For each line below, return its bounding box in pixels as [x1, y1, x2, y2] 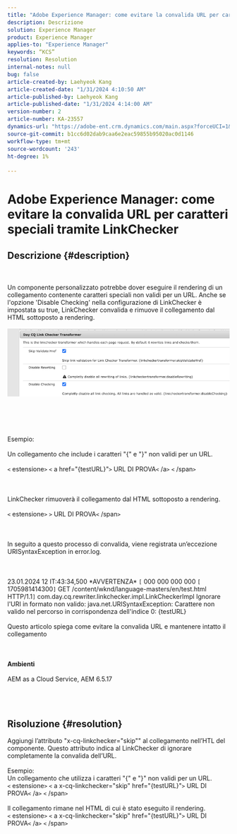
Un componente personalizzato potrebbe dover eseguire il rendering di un [7, 283, 224, 292]
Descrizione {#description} [7, 249, 130, 261]
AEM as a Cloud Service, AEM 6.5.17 [7, 675, 113, 684]
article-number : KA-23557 [7, 116, 83, 123]
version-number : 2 [7, 108, 61, 116]
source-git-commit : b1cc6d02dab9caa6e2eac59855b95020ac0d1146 [7, 131, 194, 138]
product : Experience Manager [7, 34, 93, 41]
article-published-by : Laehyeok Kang [7, 93, 119, 100]
